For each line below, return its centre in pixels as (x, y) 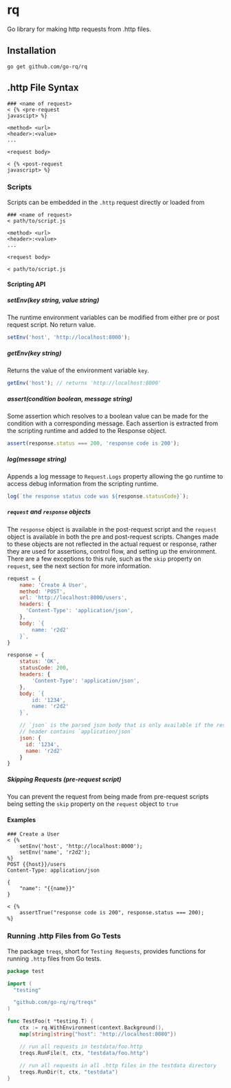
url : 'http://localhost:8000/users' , (74, 598)
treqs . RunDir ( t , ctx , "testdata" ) (69, 1072)
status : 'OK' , (40, 662)
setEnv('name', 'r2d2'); (55, 853)
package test (26, 971)
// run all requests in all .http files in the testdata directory (118, 1066)
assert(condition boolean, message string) (70, 399)
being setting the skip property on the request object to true (93, 804)
